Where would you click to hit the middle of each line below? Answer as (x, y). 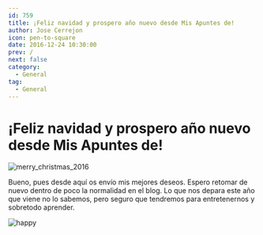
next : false (28, 60)
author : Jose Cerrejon (45, 30)
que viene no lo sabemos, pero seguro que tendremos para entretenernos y (131, 199)
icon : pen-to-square (42, 38)
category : (24, 67)
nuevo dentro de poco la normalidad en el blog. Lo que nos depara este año (131, 191)
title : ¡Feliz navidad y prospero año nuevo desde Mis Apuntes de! (122, 23)
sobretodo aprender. (41, 207)
